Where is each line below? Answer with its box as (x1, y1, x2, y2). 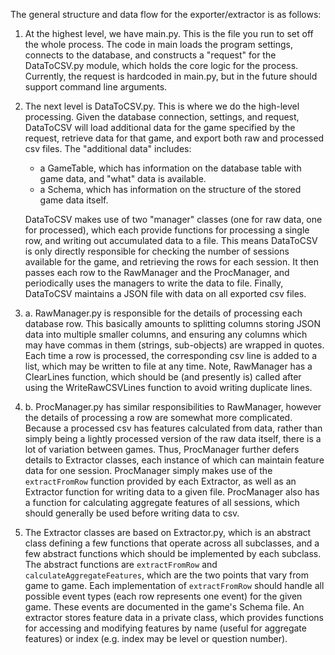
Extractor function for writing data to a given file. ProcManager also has (24, 486, 320, 498)
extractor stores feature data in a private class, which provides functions (24, 612, 324, 623)
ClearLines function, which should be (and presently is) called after (24, 371, 302, 383)
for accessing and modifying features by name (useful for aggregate (24, 622, 307, 634)
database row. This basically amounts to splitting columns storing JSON (24, 318, 322, 329)
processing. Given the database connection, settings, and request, (24, 111, 300, 123)
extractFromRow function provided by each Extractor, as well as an (24, 475, 297, 487)
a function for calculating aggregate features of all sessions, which (24, 497, 300, 508)
